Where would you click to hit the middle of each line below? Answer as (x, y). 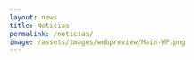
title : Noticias (39, 26)
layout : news (34, 17)
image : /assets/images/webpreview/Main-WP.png (97, 42)
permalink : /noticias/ (51, 34)
